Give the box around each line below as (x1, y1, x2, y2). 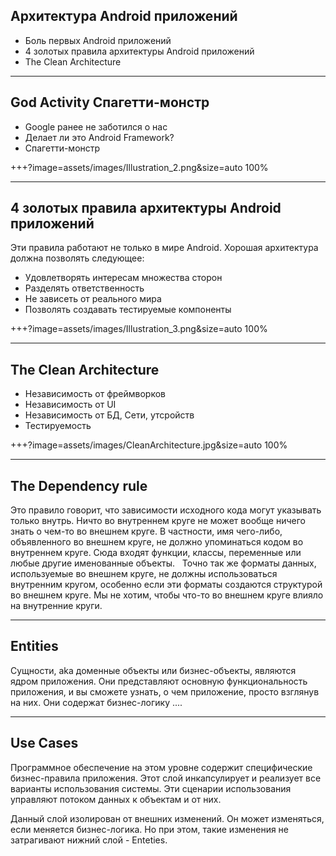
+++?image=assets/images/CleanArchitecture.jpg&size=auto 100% (10, 439, 288, 451)
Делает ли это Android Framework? (24, 131, 175, 143)
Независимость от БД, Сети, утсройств (24, 409, 195, 421)
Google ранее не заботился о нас (24, 120, 168, 133)
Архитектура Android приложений (10, 8, 238, 25)
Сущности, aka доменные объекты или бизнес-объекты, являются (10, 664, 297, 676)
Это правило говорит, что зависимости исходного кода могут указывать (10, 504, 322, 516)
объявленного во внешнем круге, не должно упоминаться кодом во (10, 536, 304, 548)
